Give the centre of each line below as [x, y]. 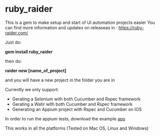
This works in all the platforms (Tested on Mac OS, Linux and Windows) [77, 128]
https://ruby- [131, 27]
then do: [13, 61]
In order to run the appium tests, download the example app [65, 118]
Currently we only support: [32, 89]
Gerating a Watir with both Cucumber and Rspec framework [72, 104]
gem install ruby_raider [29, 52]
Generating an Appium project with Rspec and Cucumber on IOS [77, 109]
